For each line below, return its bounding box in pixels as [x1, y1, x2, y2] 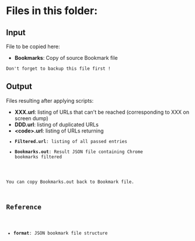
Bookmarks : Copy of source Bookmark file [14, 55, 118, 61]
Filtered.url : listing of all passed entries [14, 138, 127, 144]
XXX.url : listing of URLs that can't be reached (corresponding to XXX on [14, 108, 190, 116]
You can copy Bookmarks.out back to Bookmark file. [6, 179, 134, 185]
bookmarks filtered [14, 154, 62, 159]
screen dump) [14, 114, 48, 121]
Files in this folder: [6, 4, 98, 18]
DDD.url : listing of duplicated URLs [14, 121, 99, 128]
